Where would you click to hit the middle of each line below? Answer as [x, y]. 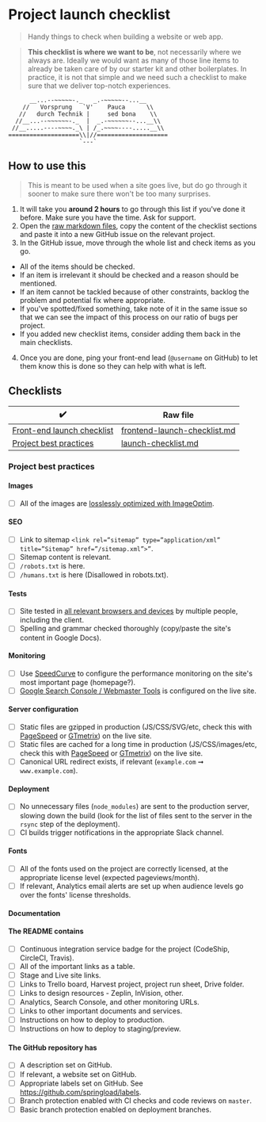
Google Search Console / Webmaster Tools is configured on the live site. [138, 691]
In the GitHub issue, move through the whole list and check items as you [137, 243]
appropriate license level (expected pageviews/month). [110, 877]
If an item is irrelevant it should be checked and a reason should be [129, 274]
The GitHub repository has [53, 1047]
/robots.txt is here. [52, 566]
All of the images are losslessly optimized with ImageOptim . [117, 503]
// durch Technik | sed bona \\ [88, 114]
